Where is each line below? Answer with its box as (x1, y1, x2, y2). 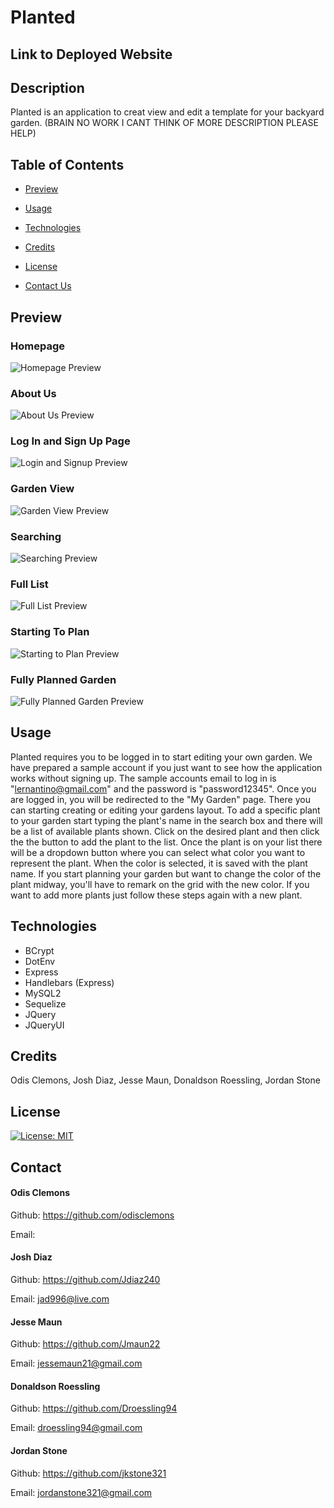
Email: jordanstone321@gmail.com (10, 1486, 153, 1498)
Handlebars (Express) (24, 976, 115, 988)
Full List (10, 577, 49, 591)
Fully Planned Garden (10, 672, 117, 686)
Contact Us (24, 280, 72, 292)
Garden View (10, 482, 75, 496)
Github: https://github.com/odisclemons (10, 1209, 175, 1221)
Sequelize (24, 997, 67, 1010)
